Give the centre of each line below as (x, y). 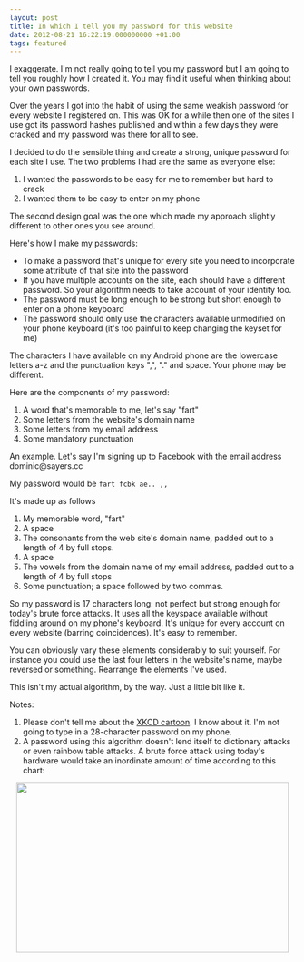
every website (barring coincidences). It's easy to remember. (123, 633)
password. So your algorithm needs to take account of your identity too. (157, 290)
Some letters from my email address (90, 429)
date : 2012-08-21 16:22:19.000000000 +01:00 (95, 34)
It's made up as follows (53, 501)
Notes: (22, 704)
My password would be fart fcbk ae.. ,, (89, 484)
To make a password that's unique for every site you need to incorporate (158, 261)
